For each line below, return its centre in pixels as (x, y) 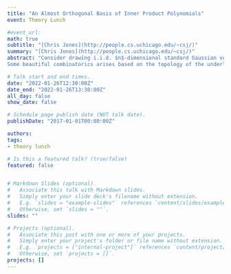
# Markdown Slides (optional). (52, 184)
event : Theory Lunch (37, 20)
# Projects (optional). (41, 228)
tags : (15, 140)
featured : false (30, 165)
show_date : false (32, 103)
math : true (23, 39)
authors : (20, 134)
